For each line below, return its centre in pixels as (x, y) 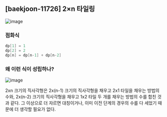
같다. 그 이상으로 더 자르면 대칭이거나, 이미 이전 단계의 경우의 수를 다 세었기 (83, 103)
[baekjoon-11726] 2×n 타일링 (50, 9)
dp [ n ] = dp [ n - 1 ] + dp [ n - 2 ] (33, 55)
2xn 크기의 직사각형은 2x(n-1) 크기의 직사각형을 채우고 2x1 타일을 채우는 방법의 (82, 90)
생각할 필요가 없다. (38, 109)
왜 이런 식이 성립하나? (30, 69)
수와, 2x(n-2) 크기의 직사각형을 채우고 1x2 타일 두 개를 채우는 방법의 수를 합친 (81, 97)
